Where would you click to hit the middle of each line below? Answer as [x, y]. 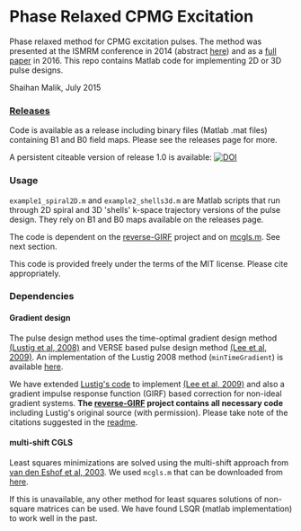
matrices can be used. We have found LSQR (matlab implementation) [165, 509]
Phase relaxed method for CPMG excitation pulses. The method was [136, 41]
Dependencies [42, 296]
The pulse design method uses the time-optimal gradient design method [143, 338]
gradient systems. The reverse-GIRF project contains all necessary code [146, 403]
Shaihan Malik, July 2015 [55, 87]
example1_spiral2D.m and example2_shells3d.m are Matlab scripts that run [145, 200]
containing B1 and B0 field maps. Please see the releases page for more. [143, 140]
